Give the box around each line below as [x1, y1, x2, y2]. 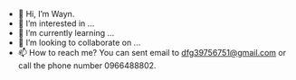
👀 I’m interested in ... [17, 18, 95, 29]
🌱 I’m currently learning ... [17, 28, 115, 38]
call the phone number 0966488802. [17, 60, 157, 71]
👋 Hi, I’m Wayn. [17, 9, 75, 19]
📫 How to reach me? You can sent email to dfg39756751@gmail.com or [17, 48, 287, 58]
